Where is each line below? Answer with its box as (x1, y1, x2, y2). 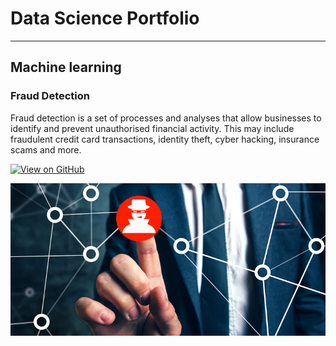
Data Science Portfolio (10, 7, 200, 30)
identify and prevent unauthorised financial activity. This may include (10, 122, 295, 134)
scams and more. (10, 143, 82, 156)
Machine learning (10, 59, 122, 76)
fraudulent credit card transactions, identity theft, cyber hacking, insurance (10, 133, 320, 145)
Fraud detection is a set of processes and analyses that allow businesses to (10, 112, 322, 124)
